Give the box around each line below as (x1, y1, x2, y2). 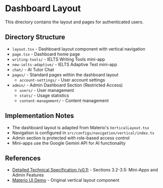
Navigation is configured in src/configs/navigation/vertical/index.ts (12, 130, 155, 136)
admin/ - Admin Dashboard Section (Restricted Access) (12, 82, 123, 88)
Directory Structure (5, 33, 66, 41)
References (5, 154, 41, 162)
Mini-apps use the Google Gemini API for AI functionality (12, 140, 126, 146)
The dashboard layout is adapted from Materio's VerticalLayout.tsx (12, 124, 149, 130)
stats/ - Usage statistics (19, 92, 69, 98)
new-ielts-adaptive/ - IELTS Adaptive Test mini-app (12, 61, 117, 67)
